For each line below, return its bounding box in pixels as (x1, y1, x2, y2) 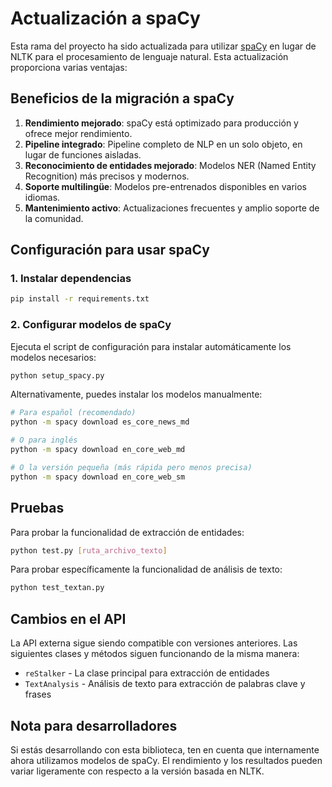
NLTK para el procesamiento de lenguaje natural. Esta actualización (10, 50, 289, 62)
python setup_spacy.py (10, 370, 105, 381)
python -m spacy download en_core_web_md (10, 445, 186, 455)
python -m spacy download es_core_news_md (10, 417, 190, 427)
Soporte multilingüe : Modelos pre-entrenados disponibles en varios (24, 180, 307, 192)
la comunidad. (24, 212, 84, 224)
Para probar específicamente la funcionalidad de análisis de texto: (10, 563, 283, 576)
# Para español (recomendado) (10, 408, 137, 418)
